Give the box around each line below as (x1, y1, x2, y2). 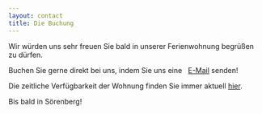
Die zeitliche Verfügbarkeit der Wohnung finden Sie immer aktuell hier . (8, 81, 243, 91)
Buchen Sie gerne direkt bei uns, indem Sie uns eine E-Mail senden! (8, 65, 239, 75)
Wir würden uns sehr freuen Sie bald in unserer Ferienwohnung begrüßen (8, 41, 255, 51)
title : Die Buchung (8, 19, 74, 27)
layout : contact (8, 11, 63, 20)
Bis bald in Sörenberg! (8, 96, 82, 106)
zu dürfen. (8, 50, 43, 59)
